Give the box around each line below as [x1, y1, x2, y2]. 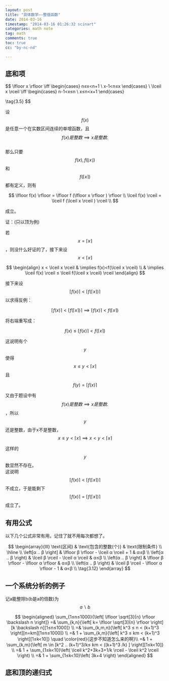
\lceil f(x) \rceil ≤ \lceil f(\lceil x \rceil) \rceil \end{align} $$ [25, 270, 145, 276]
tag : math [5, 31, 26, 36]
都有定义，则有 [5, 182, 36, 188]
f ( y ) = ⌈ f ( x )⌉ [73, 382, 97, 388]
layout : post [5, 7, 33, 13]
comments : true [5, 36, 37, 41]
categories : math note [5, 26, 53, 31]
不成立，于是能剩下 [5, 486, 46, 492]
